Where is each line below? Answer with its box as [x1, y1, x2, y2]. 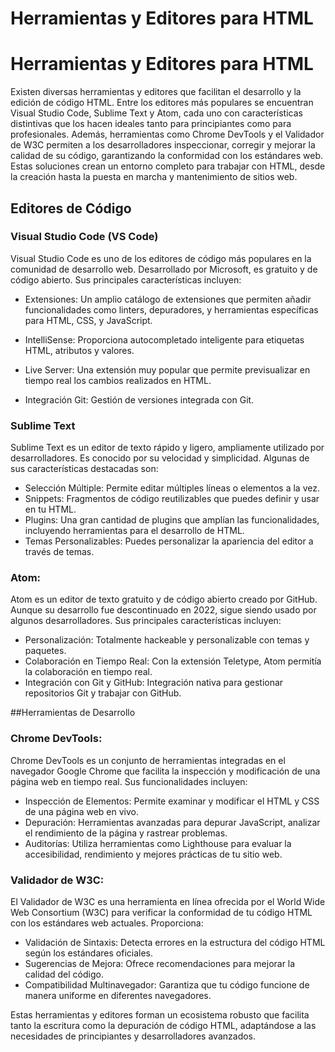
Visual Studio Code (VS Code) [10, 230, 159, 244]
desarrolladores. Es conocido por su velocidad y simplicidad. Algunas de [10, 452, 310, 464]
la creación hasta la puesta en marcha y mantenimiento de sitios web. [10, 171, 298, 183]
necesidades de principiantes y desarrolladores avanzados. [10, 1030, 257, 1042]
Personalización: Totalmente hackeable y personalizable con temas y [24, 634, 310, 646]
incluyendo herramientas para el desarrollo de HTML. [24, 525, 245, 537]
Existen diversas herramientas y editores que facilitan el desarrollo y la [10, 86, 302, 98]
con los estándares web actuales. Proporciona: [10, 917, 204, 929]
